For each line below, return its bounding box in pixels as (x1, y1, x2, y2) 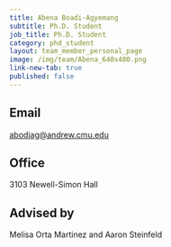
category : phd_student (9, 38, 94, 48)
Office (9, 155, 45, 170)
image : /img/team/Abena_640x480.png (9, 55, 147, 64)
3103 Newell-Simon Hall (9, 179, 99, 190)
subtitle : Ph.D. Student (9, 22, 103, 31)
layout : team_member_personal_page (9, 47, 143, 56)
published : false (9, 72, 75, 81)
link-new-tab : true (9, 64, 83, 73)
